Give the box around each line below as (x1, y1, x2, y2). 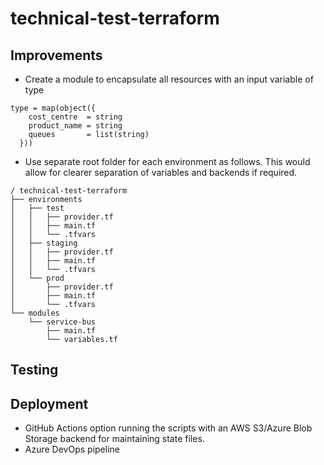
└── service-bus (28, 317, 97, 327)
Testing (10, 362, 59, 379)
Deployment (10, 395, 89, 412)
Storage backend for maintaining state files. (24, 433, 205, 445)
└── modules (10, 308, 60, 318)
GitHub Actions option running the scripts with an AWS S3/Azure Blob (24, 422, 313, 434)
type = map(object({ (10, 103, 97, 113)
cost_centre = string (28, 112, 123, 122)
